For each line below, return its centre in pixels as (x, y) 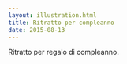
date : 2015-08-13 (37, 30)
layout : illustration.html (52, 15)
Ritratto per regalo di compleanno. (64, 52)
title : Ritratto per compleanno (61, 23)
